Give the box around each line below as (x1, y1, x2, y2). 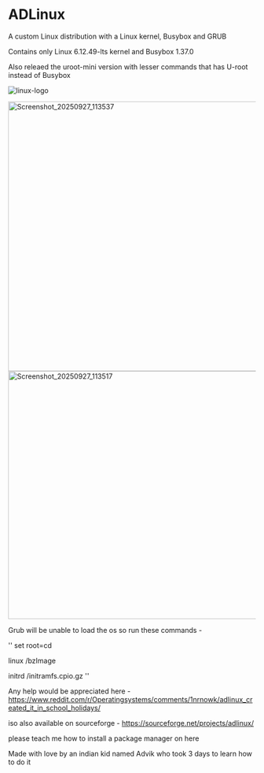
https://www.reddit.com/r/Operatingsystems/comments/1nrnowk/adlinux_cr (8, 694, 253, 704)
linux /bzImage (8, 656, 57, 665)
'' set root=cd (8, 640, 53, 650)
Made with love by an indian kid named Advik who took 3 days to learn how (8, 749, 253, 758)
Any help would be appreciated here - (8, 686, 131, 696)
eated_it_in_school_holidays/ (8, 703, 101, 712)
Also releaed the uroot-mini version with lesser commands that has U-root (8, 61, 248, 72)
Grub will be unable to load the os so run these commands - (8, 625, 203, 634)
